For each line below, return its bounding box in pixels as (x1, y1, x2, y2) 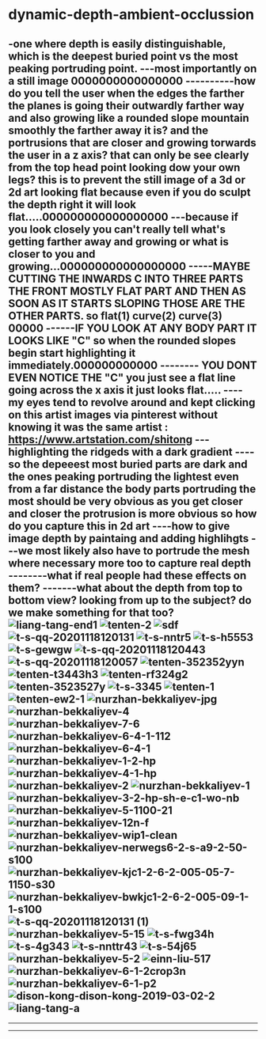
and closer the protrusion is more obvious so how (8, 506, 257, 520)
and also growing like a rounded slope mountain (8, 111, 249, 124)
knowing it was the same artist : (8, 420, 169, 434)
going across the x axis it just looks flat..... (8, 383, 222, 396)
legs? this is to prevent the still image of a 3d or (8, 173, 245, 187)
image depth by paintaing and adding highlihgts (8, 532, 249, 545)
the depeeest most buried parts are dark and (22, 457, 248, 471)
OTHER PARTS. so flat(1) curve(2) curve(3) (8, 309, 223, 322)
